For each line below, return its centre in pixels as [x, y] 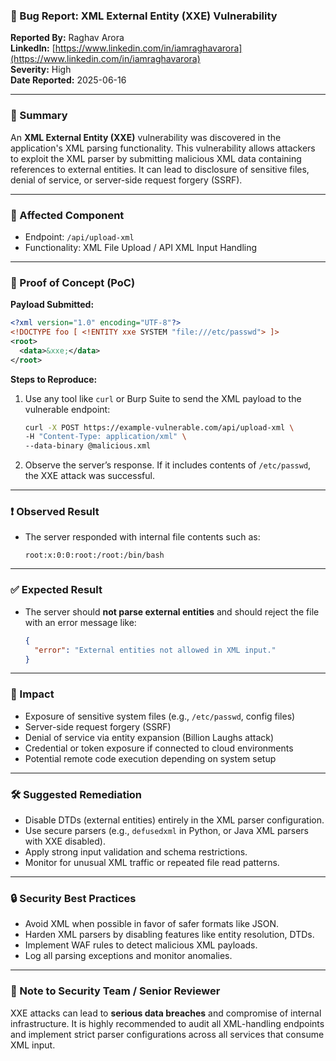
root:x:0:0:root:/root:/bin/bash [94, 555]
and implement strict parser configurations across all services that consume [167, 1034]
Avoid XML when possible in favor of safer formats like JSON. [152, 924]
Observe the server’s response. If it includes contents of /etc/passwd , [168, 465]
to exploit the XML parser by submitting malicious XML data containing [156, 158]
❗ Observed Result [55, 512]
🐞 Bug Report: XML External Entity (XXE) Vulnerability [144, 16]
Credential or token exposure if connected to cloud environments [159, 748]
